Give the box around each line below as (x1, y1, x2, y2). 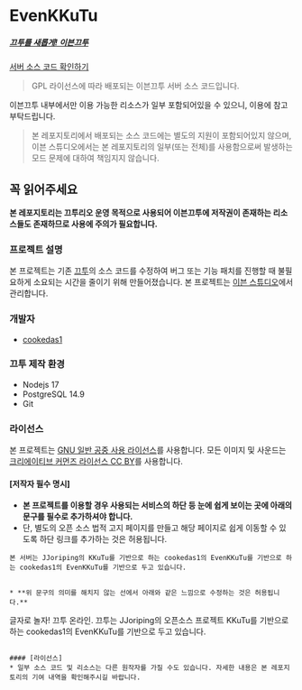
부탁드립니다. (9, 111, 56, 122)
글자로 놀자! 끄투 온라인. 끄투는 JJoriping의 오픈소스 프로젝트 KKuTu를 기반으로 (9, 615, 289, 626)
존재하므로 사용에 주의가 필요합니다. (32, 218, 158, 229)
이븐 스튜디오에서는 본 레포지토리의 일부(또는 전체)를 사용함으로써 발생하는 (31, 142, 293, 152)
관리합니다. (9, 288, 49, 299)
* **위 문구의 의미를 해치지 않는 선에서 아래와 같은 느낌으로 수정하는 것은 (9, 588, 252, 598)
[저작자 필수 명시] (9, 478, 70, 489)
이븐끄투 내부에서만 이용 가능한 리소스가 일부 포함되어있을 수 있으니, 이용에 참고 (9, 100, 288, 111)
